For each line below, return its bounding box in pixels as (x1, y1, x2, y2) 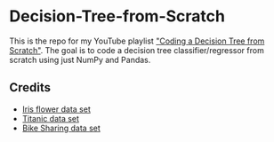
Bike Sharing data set (21, 122, 101, 133)
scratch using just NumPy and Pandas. (9, 54, 151, 65)
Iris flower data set (21, 104, 91, 114)
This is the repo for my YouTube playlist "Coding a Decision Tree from (9, 35, 265, 46)
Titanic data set (21, 113, 80, 123)
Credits (9, 80, 52, 95)
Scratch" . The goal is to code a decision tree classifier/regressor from (9, 44, 264, 55)
